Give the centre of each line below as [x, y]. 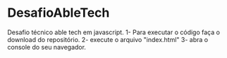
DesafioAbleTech [59, 13]
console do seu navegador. [47, 47]
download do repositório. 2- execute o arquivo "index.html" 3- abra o [108, 39]
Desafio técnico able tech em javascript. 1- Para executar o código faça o [114, 32]
